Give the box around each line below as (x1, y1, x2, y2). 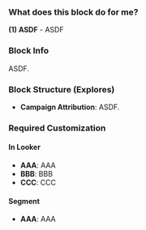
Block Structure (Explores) (8, 83, 115, 95)
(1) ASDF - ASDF (8, 25, 64, 35)
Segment (8, 196, 41, 206)
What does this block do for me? (8, 6, 139, 18)
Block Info (8, 45, 49, 57)
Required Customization (8, 122, 106, 134)
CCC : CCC (19, 177, 57, 188)
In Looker (8, 143, 41, 152)
